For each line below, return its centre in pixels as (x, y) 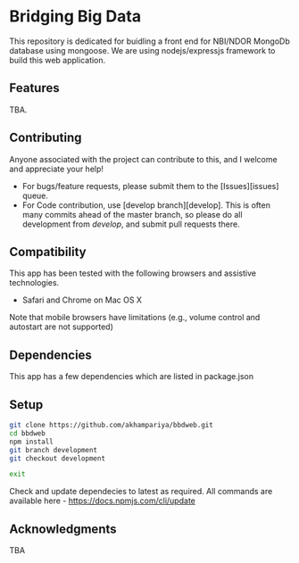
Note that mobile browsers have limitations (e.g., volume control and (135, 318)
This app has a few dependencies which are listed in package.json (132, 377)
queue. (35, 195)
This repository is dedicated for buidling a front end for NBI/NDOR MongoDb (149, 41)
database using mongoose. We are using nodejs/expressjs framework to (142, 50)
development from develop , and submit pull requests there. (131, 224)
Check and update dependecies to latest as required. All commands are (141, 492)
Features (34, 88)
